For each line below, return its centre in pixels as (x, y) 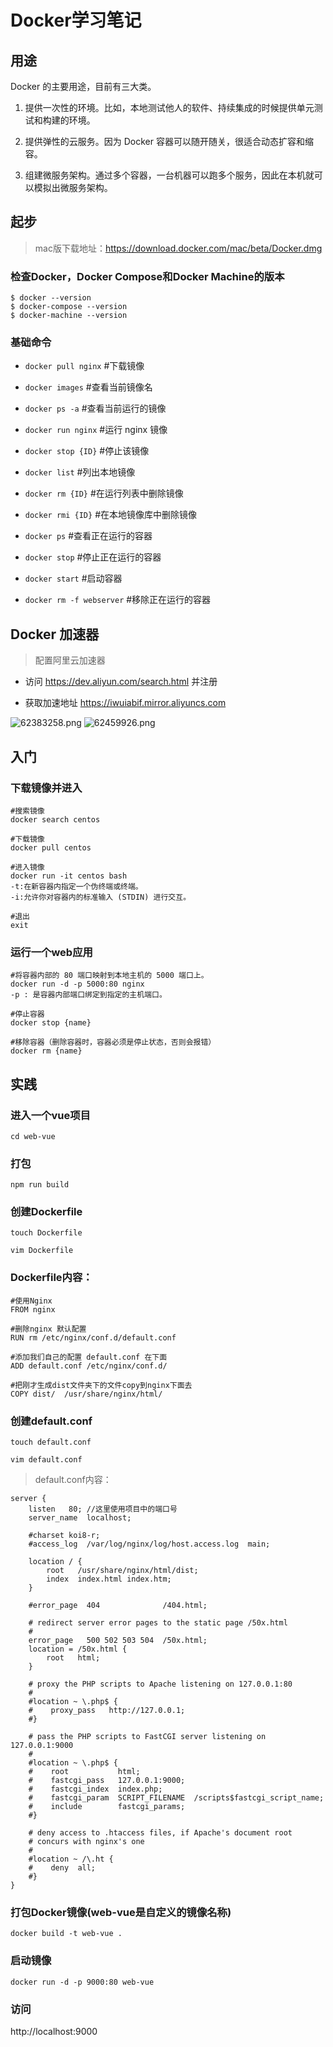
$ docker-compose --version (69, 307)
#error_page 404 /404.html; (118, 1606)
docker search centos (55, 819)
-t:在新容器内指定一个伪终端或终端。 (76, 886)
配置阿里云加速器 (70, 660)
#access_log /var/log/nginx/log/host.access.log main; (149, 1544)
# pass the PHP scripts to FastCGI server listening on (147, 1737)
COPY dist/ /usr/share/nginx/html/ (86, 1394)
